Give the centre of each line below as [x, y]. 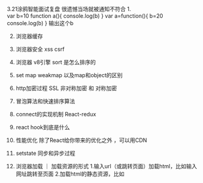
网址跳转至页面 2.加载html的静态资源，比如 [70, 174]
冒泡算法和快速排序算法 [45, 101]
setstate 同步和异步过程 [46, 153]
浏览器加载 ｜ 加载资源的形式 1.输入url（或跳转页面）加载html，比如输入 [106, 166]
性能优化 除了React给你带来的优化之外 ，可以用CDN [81, 140]
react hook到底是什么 [43, 127]
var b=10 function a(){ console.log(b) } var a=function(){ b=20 [85, 16]
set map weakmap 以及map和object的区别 [69, 75]
